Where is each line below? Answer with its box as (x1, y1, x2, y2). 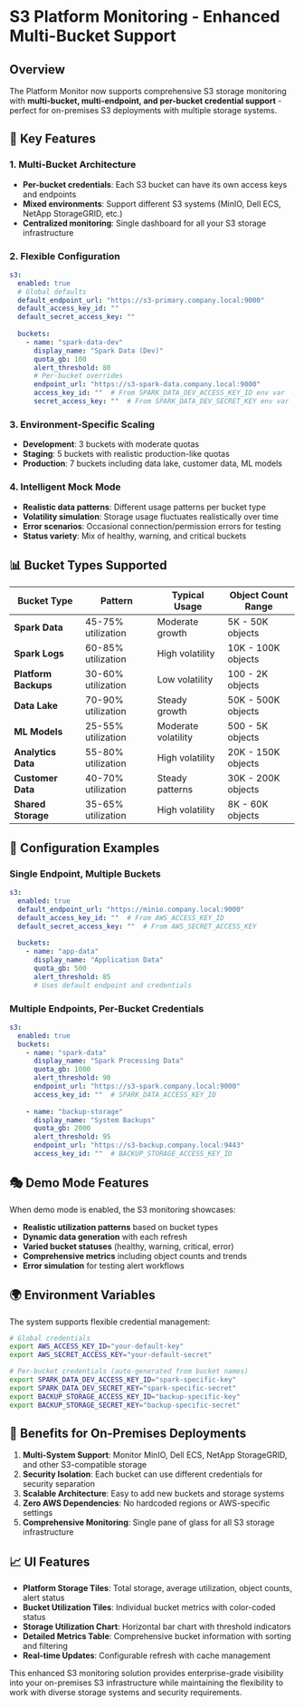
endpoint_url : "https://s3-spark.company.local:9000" (33, 1081, 242, 1091)
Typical (171, 589, 204, 602)
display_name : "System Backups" (33, 1115, 156, 1125)
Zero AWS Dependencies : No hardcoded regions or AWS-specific (22, 1498, 271, 1508)
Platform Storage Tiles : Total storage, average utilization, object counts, (22, 1583, 292, 1594)
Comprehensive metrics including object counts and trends (22, 1250, 247, 1261)
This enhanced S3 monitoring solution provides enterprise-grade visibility (9, 1668, 284, 1679)
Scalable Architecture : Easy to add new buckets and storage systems (22, 1489, 285, 1499)
